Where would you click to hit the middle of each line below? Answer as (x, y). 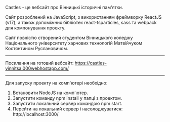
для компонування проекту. (35, 28)
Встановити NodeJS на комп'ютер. (50, 93)
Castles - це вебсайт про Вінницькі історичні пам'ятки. (64, 7)
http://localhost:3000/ (35, 114)
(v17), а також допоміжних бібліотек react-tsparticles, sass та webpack (81, 23)
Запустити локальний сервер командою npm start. (67, 104)
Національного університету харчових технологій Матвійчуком (74, 43)
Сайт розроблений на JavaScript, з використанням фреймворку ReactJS (83, 17)
